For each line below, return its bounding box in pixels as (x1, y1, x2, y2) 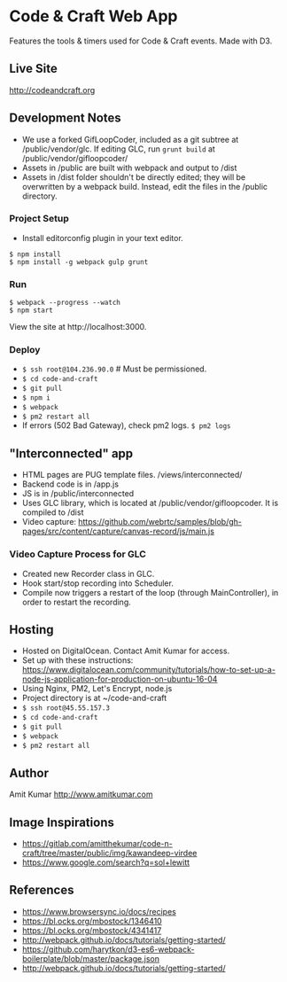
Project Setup (9, 213, 69, 225)
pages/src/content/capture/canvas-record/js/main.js (21, 526, 215, 537)
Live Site (9, 61, 58, 76)
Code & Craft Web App (9, 6, 179, 27)
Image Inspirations (9, 814, 115, 830)
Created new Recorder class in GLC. (21, 568, 155, 579)
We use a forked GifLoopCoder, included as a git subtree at (21, 134, 239, 144)
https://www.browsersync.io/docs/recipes (21, 906, 177, 916)
